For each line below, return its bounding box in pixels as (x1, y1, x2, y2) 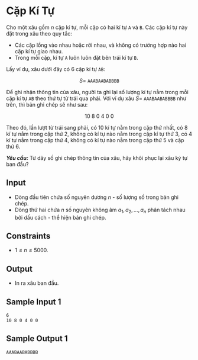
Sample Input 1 (6, 297, 61, 307)
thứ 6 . (6, 143, 21, 150)
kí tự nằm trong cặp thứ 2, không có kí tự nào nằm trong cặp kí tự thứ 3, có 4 (6, 130, 193, 137)
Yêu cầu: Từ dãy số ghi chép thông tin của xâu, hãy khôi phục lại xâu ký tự (6, 154, 188, 161)
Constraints (6, 231, 51, 241)
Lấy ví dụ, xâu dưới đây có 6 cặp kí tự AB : (6, 65, 105, 72)
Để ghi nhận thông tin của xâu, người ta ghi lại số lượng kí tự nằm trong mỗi (6, 88, 189, 95)
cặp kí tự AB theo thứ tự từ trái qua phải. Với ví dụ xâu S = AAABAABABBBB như (6, 95, 187, 102)
